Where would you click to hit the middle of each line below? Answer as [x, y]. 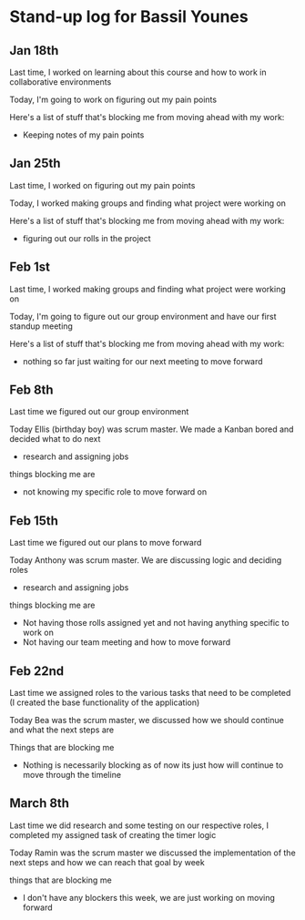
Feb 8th [31, 390]
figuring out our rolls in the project [87, 238]
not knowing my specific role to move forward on [115, 492]
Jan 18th [34, 51]
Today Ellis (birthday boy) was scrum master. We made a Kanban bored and [152, 429]
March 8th [40, 803]
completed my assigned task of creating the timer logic [113, 834]
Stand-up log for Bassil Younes [129, 17]
